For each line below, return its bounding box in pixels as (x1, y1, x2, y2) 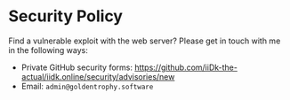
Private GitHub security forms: (20, 62, 133, 73)
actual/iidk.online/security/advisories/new (20, 71, 175, 81)
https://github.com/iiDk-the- (133, 62, 238, 73)
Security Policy (8, 6, 124, 27)
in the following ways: (8, 44, 88, 55)
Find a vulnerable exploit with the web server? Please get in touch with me (8, 35, 281, 46)
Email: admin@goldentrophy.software (20, 81, 154, 91)
